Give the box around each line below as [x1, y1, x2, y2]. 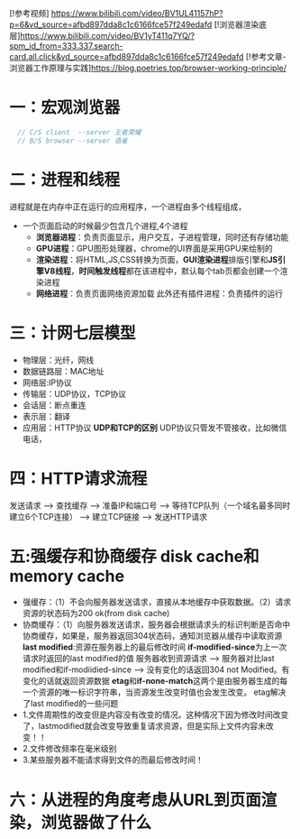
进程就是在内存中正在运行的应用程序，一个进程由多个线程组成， [9, 201, 246, 212]
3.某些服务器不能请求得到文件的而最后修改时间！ [22, 754, 205, 765]
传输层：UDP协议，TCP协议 [22, 388, 127, 399]
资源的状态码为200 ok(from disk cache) [22, 608, 170, 619]
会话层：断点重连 [22, 400, 86, 410]
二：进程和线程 [9, 170, 121, 189]
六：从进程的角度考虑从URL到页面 [9, 789, 261, 810]
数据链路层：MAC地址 [22, 365, 105, 376]
